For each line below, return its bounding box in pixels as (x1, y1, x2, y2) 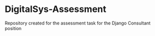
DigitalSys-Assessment (5, 3, 107, 15)
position (5, 25, 22, 31)
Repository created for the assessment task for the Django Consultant (5, 20, 151, 26)
